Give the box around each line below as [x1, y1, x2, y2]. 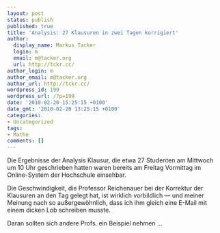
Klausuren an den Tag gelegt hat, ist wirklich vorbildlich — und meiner [7, 191, 204, 199]
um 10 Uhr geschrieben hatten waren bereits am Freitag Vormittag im [7, 164, 202, 172]
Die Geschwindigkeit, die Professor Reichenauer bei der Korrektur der [7, 184, 204, 193]
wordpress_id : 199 [7, 86, 59, 93]
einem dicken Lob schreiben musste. [7, 206, 111, 214]
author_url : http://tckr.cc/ [7, 80, 90, 87]
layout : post [7, 10, 44, 17]
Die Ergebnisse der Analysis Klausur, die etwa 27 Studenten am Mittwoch [7, 156, 214, 164]
